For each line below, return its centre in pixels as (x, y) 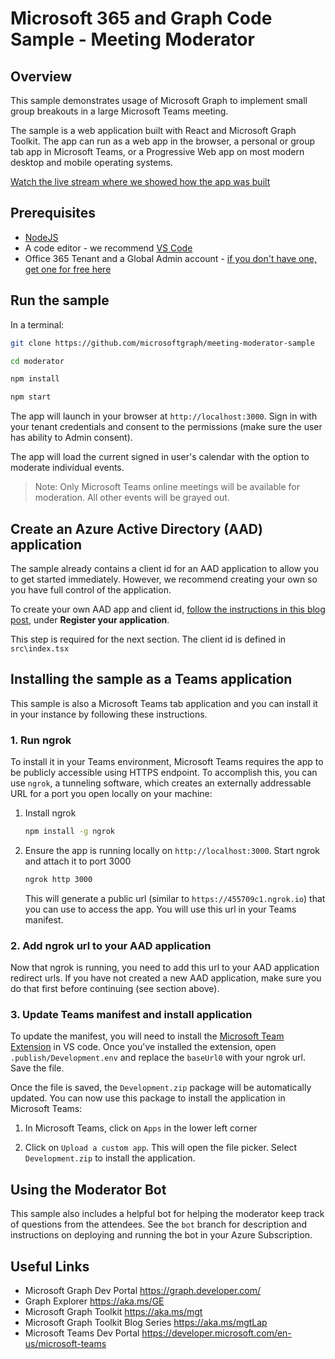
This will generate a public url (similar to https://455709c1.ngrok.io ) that (175, 898)
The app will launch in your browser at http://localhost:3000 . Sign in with (164, 416)
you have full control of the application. (91, 589)
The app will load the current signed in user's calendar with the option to (160, 457)
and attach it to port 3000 (78, 861)
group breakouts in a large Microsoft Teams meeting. (119, 111)
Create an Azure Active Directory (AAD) (136, 528)
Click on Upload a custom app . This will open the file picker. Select (161, 1148)
